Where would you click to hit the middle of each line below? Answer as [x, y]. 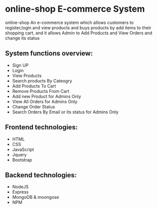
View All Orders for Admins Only [45, 102]
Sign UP [20, 65]
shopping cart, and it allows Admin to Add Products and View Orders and [79, 33]
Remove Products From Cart [41, 91]
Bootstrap [22, 160]
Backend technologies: [41, 175]
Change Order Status [34, 106]
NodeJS [20, 187]
